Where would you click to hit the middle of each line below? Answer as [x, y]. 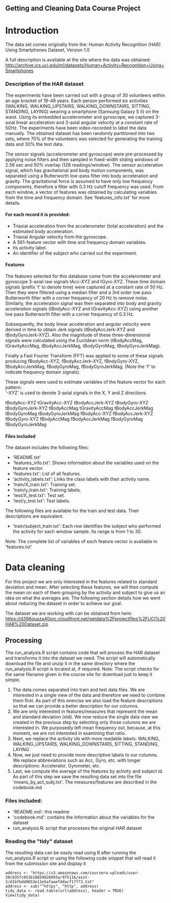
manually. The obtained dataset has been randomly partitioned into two [80, 133]
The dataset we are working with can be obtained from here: [69, 614]
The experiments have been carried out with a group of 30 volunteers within [85, 95]
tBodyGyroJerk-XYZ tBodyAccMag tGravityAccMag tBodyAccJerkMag [79, 408]
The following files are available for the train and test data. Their [72, 511]
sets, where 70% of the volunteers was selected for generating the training [84, 139]
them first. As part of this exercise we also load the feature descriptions [88, 701]
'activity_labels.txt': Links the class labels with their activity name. [81, 479]
